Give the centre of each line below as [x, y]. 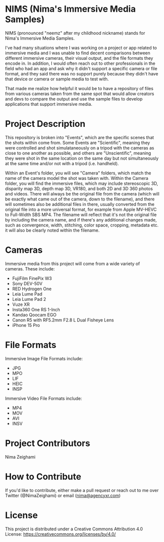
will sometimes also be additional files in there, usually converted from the [80, 204]
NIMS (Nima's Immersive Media [70, 9]
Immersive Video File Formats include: [44, 398]
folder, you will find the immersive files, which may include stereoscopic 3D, [82, 183]
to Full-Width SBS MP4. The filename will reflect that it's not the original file [81, 215]
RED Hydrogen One [32, 289]
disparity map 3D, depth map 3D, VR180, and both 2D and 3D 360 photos [79, 188]
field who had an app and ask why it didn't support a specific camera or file [81, 68]
